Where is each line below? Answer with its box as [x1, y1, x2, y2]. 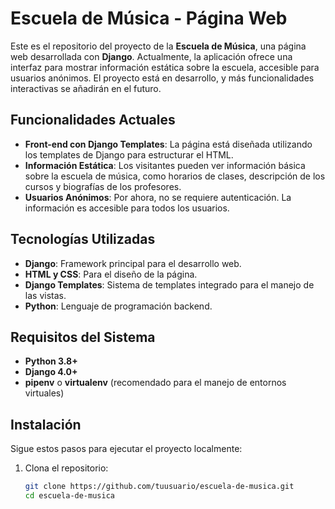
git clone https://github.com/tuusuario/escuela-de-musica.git [24, 482, 295, 492]
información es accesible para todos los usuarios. [24, 202, 230, 214]
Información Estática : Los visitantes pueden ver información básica [24, 159, 306, 171]
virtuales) [24, 387, 65, 399]
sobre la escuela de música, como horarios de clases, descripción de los [24, 170, 326, 182]
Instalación [10, 416, 82, 433]
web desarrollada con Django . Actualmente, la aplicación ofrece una [10, 50, 293, 62]
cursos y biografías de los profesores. [24, 180, 182, 192]
